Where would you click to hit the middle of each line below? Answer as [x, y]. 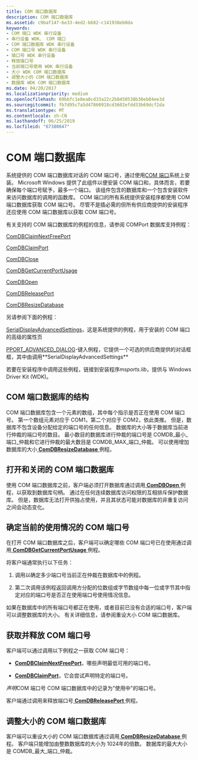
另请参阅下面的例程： [32, 317]
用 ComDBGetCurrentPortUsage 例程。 [55, 550]
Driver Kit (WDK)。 [29, 376]
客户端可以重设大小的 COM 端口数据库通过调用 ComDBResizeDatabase [93, 736]
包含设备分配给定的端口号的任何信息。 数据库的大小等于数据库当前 [102, 427]
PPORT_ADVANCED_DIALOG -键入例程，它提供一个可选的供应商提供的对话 [96, 349]
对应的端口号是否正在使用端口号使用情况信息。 [77, 595]
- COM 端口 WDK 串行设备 [34, 34]
